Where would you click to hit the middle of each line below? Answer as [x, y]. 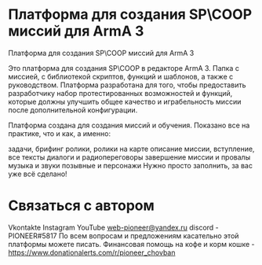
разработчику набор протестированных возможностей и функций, [120, 93]
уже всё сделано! [38, 174]
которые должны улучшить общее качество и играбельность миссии [125, 101]
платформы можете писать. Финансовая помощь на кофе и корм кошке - [131, 244]
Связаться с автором [81, 206]
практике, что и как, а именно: [60, 133]
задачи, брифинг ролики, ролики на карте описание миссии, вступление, [131, 149]
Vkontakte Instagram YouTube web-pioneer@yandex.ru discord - [114, 227]
